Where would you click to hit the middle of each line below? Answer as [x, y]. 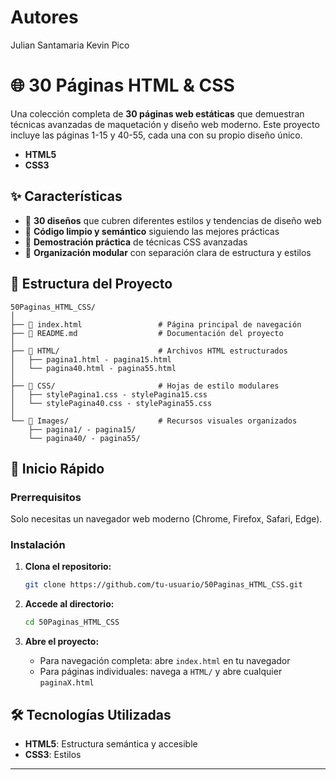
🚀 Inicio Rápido [57, 468]
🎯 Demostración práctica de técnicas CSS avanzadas [136, 242]
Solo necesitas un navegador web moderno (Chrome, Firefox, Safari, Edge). [166, 519]
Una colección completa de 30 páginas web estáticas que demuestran [157, 113]
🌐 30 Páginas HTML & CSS [122, 85]
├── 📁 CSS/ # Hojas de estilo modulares [145, 386]
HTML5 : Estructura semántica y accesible [111, 744]
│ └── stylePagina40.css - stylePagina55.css [111, 403]
